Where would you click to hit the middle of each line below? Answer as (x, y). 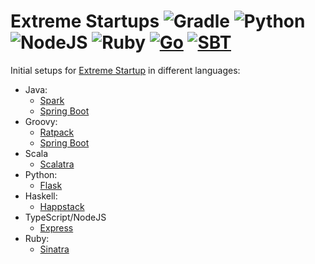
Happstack (62, 206)
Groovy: (41, 121)
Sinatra (54, 249)
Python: (41, 174)
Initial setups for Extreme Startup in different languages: (125, 70)
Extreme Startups (85, 21)
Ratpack (57, 132)
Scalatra (57, 164)
